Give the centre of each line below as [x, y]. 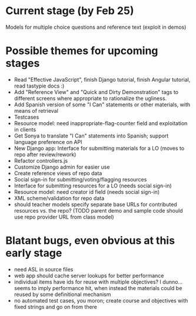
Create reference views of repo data [58, 173]
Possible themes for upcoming [82, 51]
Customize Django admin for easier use [62, 167]
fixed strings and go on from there [56, 307]
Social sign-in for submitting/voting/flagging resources [80, 179]
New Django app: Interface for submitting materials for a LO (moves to [99, 148]
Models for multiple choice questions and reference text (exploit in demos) [96, 27]
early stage [34, 253]
